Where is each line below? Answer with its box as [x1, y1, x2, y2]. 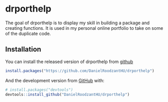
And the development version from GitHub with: [5, 77, 104, 83]
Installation [5, 45, 41, 54]
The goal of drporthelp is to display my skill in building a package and [5, 20, 150, 26]
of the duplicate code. [5, 30, 51, 36]
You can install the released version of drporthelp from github [5, 59, 134, 65]
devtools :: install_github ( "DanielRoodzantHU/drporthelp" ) [5, 92, 130, 97]
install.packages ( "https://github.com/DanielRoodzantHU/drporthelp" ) [5, 68, 155, 73]
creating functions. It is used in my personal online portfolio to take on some [5, 25, 163, 31]
